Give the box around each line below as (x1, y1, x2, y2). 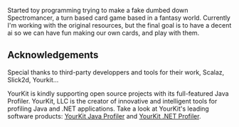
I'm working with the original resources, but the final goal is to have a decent (7, 21, 232, 29)
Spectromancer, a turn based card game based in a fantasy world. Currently (7, 13, 231, 22)
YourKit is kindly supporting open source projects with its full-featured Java (7, 89, 229, 98)
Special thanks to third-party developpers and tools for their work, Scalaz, (7, 67, 225, 77)
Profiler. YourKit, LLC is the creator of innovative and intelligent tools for (7, 96, 218, 105)
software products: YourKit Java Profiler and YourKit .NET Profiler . (7, 111, 201, 120)
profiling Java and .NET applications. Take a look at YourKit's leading (7, 104, 210, 113)
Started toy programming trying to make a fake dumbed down (7, 6, 188, 14)
